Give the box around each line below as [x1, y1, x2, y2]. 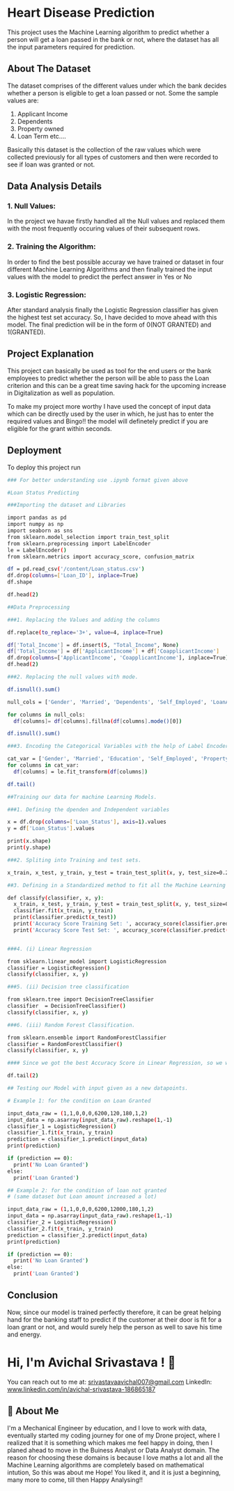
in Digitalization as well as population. [7, 389, 115, 397]
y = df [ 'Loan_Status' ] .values [7, 825, 95, 832]
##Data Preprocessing [7, 604, 70, 611]
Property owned [17, 124, 64, 133]
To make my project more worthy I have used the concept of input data [7, 402, 211, 410]
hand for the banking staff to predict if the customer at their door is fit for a [7, 1315, 221, 1324]
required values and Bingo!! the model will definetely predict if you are [7, 416, 209, 426]
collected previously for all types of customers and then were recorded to [7, 153, 219, 161]
